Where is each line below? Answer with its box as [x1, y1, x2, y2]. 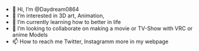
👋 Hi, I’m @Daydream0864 [12, 6, 79, 13]
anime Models [12, 31, 48, 38]
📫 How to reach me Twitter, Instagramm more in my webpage [12, 38, 169, 45]
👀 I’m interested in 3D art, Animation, [12, 12, 105, 19]
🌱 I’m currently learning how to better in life [12, 19, 121, 25]
